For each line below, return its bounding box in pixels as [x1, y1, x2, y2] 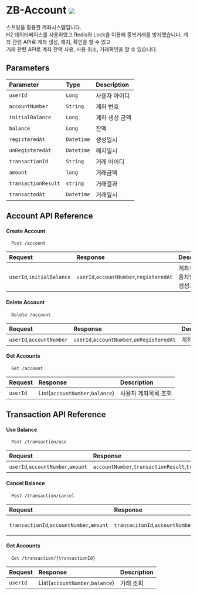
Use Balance [6, 426, 38, 433]
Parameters [6, 63, 50, 73]
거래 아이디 [96, 157, 125, 166]
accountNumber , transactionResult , [93, 462, 186, 470]
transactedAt [9, 191, 46, 197]
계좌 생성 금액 [96, 113, 132, 122]
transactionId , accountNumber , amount [9, 520, 108, 529]
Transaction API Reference [6, 409, 107, 420]
